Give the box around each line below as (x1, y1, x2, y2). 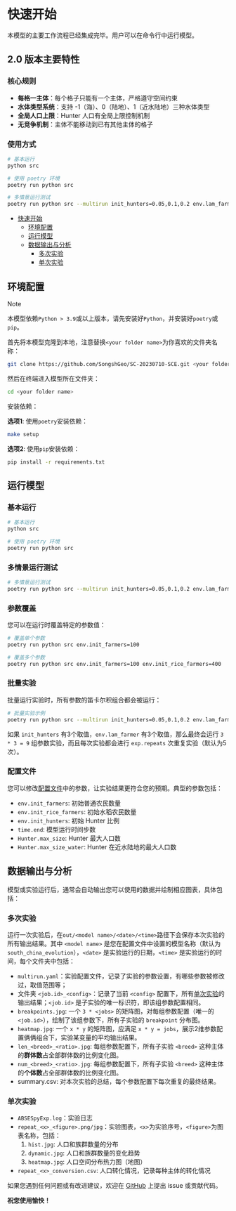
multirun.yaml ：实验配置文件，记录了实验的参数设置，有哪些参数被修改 (17, 971, 225, 980)
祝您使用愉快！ (7, 1196, 51, 1205)
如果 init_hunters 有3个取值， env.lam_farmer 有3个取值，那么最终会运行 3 (7, 730, 224, 738)
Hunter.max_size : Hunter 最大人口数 (17, 834, 121, 842)
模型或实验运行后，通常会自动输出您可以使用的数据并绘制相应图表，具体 (7, 885, 216, 893)
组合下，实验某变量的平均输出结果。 (36, 1033, 141, 1042)
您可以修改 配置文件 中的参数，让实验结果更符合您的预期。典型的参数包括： (7, 784, 223, 792)
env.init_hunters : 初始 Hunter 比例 (17, 816, 120, 825)
